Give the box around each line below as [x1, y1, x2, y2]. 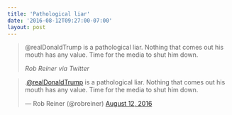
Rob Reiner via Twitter [24, 65, 90, 73]
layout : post [7, 23, 46, 31]
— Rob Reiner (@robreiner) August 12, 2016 [24, 99, 153, 108]
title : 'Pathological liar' [7, 10, 91, 18]
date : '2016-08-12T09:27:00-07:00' [7, 17, 113, 24]
